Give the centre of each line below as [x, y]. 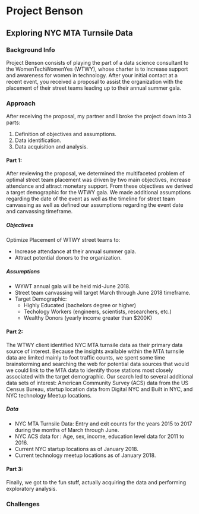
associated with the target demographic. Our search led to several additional [100, 376]
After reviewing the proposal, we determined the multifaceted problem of [96, 174]
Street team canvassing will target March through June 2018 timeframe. [102, 293]
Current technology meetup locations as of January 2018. [85, 455]
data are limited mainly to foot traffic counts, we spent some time [86, 357]
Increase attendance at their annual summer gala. [75, 251]
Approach [21, 103]
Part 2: [15, 332]
